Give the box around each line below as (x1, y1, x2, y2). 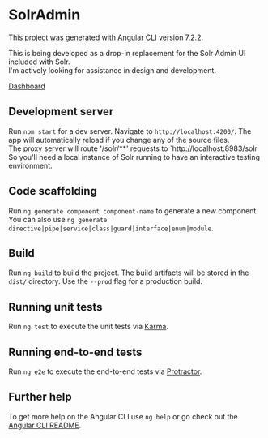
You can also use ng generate (8, 214, 108, 224)
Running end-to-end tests (8, 345, 143, 359)
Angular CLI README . (8, 420, 82, 430)
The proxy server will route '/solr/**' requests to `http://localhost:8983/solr (8, 144, 257, 153)
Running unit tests (8, 300, 103, 314)
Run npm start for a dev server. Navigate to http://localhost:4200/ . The (8, 126, 252, 135)
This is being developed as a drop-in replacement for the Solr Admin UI (8, 48, 246, 58)
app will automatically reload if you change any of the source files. (8, 135, 230, 144)
